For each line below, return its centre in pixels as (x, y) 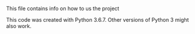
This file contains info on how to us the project (63, 8)
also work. (19, 26)
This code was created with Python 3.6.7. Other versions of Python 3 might (97, 20)
